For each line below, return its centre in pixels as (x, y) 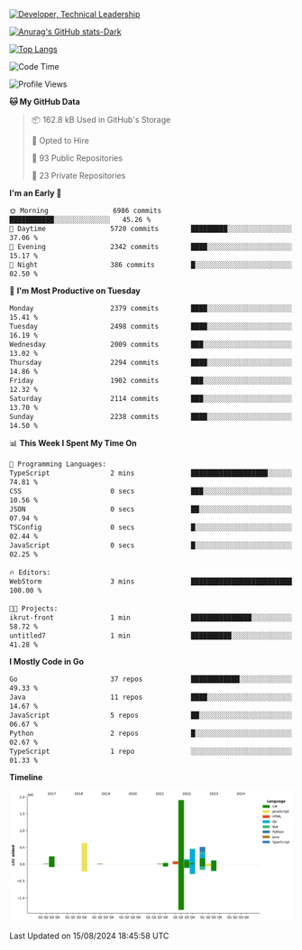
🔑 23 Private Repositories (78, 176)
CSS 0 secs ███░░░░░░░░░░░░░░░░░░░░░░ (151, 491)
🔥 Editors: (30, 573)
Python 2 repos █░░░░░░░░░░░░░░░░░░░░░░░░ (151, 733)
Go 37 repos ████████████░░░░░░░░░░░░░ (151, 679)
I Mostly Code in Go (46, 661)
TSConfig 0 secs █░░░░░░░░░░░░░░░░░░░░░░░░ (151, 527)
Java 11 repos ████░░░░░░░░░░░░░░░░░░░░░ (151, 697)
